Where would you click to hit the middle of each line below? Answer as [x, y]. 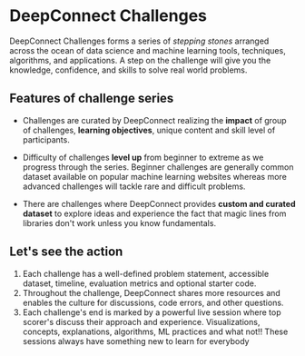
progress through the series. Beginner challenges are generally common [158, 167]
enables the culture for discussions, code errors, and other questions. [153, 302]
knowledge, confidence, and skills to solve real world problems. [128, 70]
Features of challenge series [92, 99]
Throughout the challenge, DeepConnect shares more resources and [152, 292]
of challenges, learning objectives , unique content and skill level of [149, 130]
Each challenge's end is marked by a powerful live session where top [152, 312]
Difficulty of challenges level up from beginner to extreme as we [143, 157]
